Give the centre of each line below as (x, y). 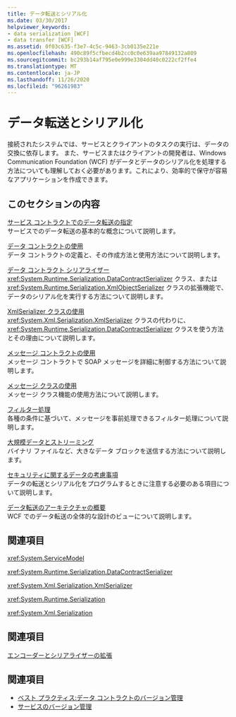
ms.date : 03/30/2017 (38, 20)
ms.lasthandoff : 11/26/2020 (49, 79)
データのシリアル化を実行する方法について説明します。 (87, 296)
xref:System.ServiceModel (46, 558)
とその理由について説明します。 (53, 338)
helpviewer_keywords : (39, 27)
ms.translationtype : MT (42, 66)
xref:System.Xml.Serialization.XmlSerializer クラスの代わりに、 (99, 320)
